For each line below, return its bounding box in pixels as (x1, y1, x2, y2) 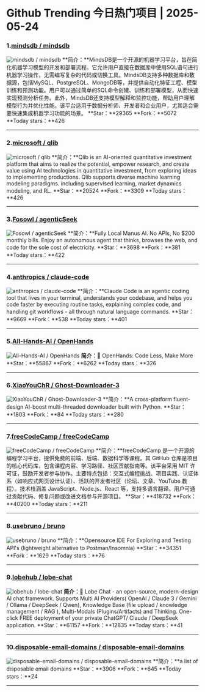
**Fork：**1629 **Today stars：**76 (6, 552, 105, 559)
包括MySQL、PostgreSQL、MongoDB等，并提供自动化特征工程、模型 (22, 79, 198, 86)
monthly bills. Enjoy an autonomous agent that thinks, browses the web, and (6, 237, 198, 244)
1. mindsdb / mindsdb (6, 42, 70, 50)
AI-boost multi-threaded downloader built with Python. (24, 403, 163, 411)
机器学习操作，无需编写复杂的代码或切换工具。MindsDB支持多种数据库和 (6, 72, 190, 79)
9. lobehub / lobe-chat (6, 573, 73, 582)
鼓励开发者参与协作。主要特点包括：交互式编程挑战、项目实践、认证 (22, 470, 193, 477)
